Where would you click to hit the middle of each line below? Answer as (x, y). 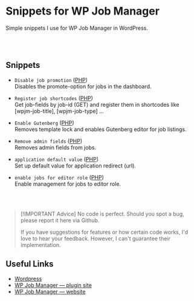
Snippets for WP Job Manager (82, 11)
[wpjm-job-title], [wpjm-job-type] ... (59, 111)
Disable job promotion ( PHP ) (51, 79)
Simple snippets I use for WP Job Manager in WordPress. (77, 28)
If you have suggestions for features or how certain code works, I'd (104, 232)
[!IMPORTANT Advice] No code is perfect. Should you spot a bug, (102, 214)
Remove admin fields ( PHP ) (48, 141)
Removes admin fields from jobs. (55, 147)
